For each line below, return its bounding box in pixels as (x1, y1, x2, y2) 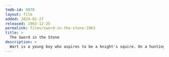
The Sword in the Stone (10, 35, 59, 40)
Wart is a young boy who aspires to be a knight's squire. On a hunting (10, 44, 165, 49)
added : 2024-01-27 (5, 16, 44, 21)
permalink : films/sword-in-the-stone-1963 (5, 26, 96, 31)
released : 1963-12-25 (5, 21, 51, 26)
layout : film (5, 12, 33, 17)
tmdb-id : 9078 (5, 7, 35, 12)
